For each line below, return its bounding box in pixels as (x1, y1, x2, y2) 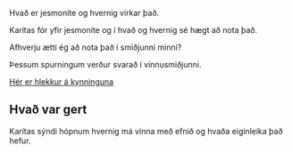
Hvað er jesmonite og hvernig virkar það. (9, 8, 160, 18)
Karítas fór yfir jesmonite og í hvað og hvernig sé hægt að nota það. (9, 25, 257, 35)
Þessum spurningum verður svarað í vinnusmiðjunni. (9, 60, 203, 69)
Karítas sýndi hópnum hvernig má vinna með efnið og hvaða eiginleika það (9, 125, 283, 136)
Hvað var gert (9, 102, 88, 117)
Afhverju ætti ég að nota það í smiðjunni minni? (9, 42, 182, 52)
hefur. (9, 135, 31, 146)
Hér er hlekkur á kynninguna (9, 76, 114, 87)
